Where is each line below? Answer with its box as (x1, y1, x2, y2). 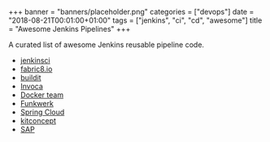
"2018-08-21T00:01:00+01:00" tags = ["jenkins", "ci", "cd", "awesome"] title (8, 15, 263, 25)
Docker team (20, 90, 63, 100)
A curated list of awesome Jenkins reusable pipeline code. (8, 40, 205, 49)
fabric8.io (20, 64, 53, 74)
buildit (20, 73, 41, 82)
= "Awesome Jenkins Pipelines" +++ (8, 24, 131, 33)
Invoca (20, 81, 43, 91)
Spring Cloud (20, 107, 65, 117)
